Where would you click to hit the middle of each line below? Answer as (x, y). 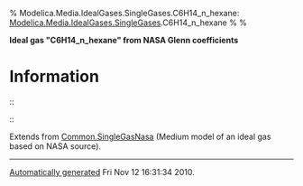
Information (54, 77)
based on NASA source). (55, 146)
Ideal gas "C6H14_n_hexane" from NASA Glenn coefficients (124, 40)
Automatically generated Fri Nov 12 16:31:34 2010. (102, 172)
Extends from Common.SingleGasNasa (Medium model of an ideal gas (140, 136)
